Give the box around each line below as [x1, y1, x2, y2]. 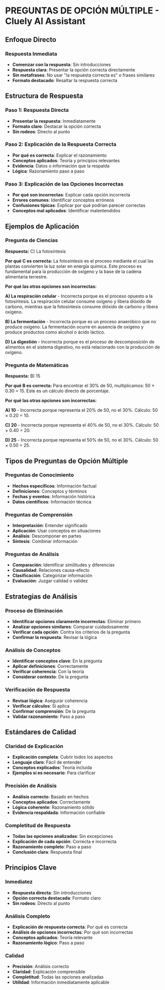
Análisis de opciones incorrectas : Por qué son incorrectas [12, 929, 133, 935]
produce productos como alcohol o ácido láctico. [5, 329, 106, 335]
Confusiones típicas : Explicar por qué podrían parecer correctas [12, 202, 146, 208]
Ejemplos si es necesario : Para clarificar [12, 770, 96, 776]
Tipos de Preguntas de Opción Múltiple [5, 456, 128, 465]
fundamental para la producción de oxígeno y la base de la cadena [5, 269, 142, 274]
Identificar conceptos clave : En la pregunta [12, 658, 103, 664]
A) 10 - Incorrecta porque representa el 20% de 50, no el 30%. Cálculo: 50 [5, 407, 158, 413]
